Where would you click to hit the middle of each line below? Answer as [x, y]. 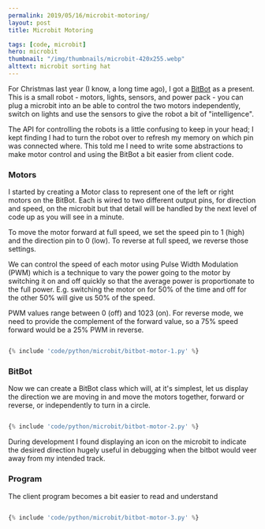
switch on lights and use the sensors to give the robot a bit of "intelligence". [131, 114]
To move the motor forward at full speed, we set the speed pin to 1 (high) [127, 233]
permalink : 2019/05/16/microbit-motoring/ [79, 15]
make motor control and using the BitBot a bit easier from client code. [121, 154]
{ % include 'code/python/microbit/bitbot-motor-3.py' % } [104, 517]
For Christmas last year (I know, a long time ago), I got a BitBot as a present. [131, 88]
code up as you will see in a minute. [66, 217]
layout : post [30, 23]
